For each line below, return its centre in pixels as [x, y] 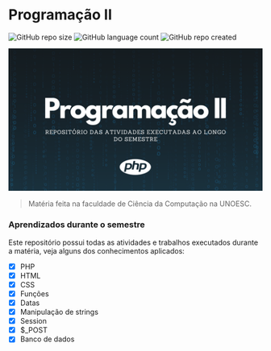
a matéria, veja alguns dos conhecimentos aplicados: [97, 250]
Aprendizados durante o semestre [77, 225]
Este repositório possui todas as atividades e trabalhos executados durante [133, 242]
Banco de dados [47, 339]
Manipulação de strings [59, 312]
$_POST [34, 330]
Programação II [60, 15]
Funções [35, 293]
